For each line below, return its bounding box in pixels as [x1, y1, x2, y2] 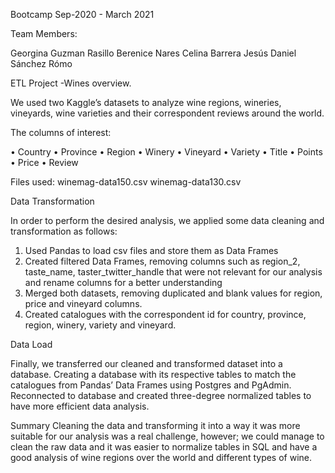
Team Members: [10, 28, 78, 39]
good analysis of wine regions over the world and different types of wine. [10, 452, 313, 463]
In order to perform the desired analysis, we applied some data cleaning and [10, 215, 325, 226]
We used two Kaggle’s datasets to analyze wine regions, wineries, [10, 97, 282, 108]
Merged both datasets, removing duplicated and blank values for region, [24, 287, 323, 299]
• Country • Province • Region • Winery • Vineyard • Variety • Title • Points [10, 146, 323, 158]
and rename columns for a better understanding [24, 277, 223, 288]
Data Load [10, 339, 53, 350]
